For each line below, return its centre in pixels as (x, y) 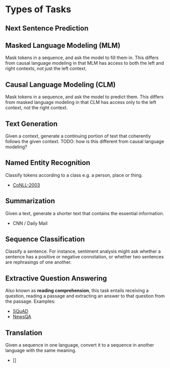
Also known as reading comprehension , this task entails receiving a (77, 291)
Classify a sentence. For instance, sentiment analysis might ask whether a (83, 251)
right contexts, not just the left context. (46, 69)
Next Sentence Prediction (47, 28)
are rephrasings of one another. (39, 262)
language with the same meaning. (41, 351)
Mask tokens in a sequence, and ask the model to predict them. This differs (84, 97)
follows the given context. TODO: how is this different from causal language (85, 142)
